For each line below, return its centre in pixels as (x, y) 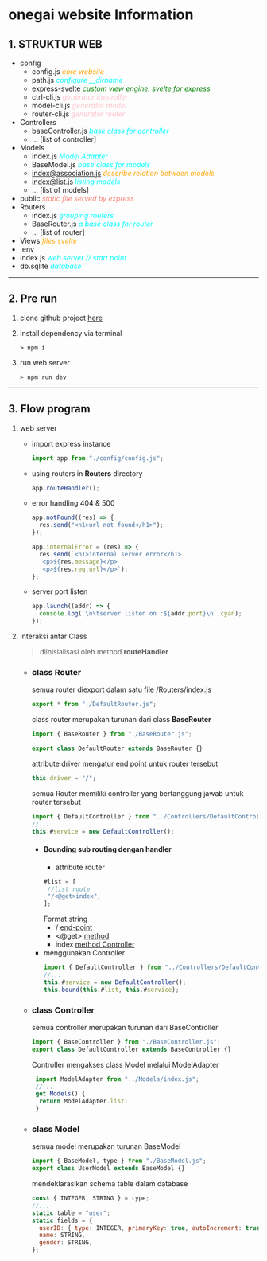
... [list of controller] (64, 139)
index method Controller (95, 944)
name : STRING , (62, 1236)
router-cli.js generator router (78, 114)
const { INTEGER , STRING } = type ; (90, 1199)
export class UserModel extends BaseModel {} (108, 1169)
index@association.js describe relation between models (123, 173)
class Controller (63, 1010)
